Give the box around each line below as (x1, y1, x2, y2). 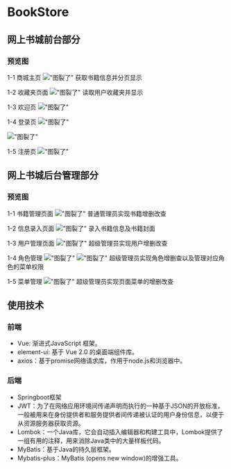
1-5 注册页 (7, 147, 37, 155)
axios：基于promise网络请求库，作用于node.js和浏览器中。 (17, 356, 186, 365)
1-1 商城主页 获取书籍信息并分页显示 (7, 73, 142, 81)
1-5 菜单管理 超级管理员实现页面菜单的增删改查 (7, 277, 174, 285)
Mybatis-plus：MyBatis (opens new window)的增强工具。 (17, 454, 182, 462)
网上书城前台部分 (7, 33, 80, 45)
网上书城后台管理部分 (7, 170, 99, 182)
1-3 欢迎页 (7, 102, 37, 111)
